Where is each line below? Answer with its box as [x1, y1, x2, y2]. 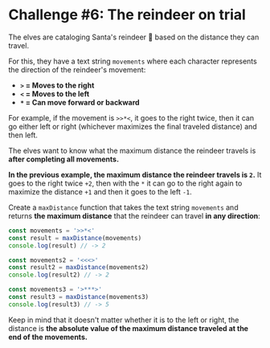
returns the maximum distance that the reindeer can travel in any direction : [8, 211, 261, 220]
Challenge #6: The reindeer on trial [8, 6, 247, 24]
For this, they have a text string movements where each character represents [8, 56, 257, 66]
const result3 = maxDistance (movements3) [8, 293, 149, 301]
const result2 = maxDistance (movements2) [8, 264, 149, 272]
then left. [8, 130, 39, 140]
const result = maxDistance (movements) [8, 234, 142, 242]
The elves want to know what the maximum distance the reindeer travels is [8, 145, 256, 155]
